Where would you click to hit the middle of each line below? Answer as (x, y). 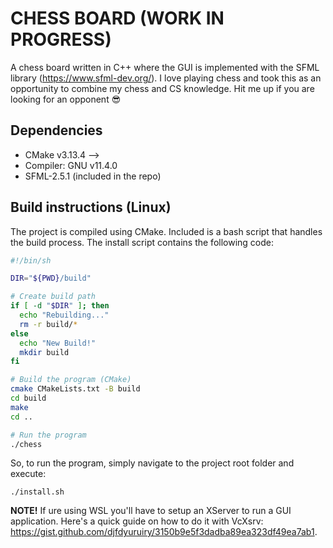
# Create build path (53, 297)
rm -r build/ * (48, 324)
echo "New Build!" (58, 343)
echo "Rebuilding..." (64, 315)
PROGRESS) (61, 39)
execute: (28, 474)
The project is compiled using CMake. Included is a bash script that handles (166, 231)
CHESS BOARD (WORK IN (117, 18)
